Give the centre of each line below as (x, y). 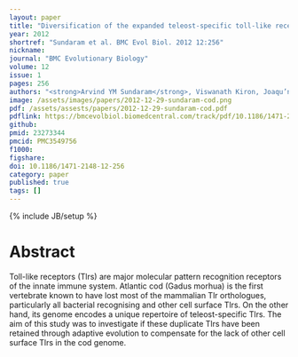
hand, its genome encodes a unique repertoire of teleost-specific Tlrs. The (145, 314)
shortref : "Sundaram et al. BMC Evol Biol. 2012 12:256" (117, 42)
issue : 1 (25, 75)
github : (24, 125)
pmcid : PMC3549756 (43, 141)
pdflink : (25, 116)
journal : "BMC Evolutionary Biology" (79, 59)
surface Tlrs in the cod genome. (68, 342)
